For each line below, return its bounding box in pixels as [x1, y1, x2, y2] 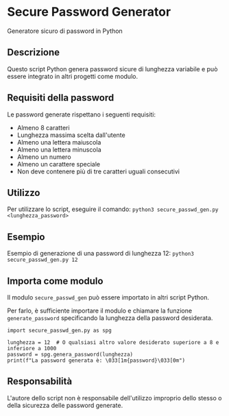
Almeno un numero [16, 152, 71, 161]
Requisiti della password [7, 92, 114, 103]
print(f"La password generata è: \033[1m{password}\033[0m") [7, 357, 186, 364]
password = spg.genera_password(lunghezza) [7, 351, 134, 358]
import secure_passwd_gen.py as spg [7, 327, 112, 334]
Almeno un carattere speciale [16, 160, 101, 168]
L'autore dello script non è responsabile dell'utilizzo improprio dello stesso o [7, 393, 222, 402]
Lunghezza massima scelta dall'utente [16, 131, 125, 139]
